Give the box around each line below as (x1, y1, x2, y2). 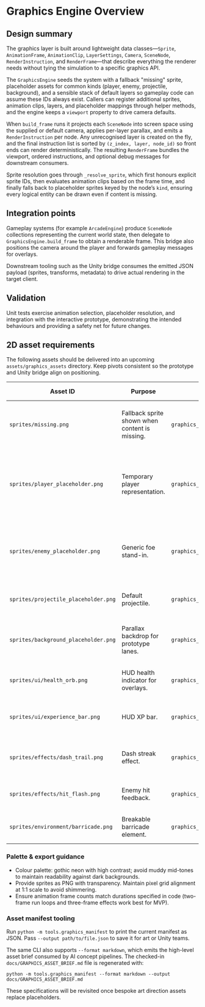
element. (121, 831, 147, 839)
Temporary (121, 472, 154, 481)
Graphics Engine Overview (6, 4, 145, 18)
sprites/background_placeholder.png (9, 636, 116, 644)
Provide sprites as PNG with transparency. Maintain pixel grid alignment (15, 879, 196, 887)
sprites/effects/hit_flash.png (9, 791, 101, 798)
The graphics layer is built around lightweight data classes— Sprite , (6, 45, 176, 52)
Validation (6, 293, 46, 304)
